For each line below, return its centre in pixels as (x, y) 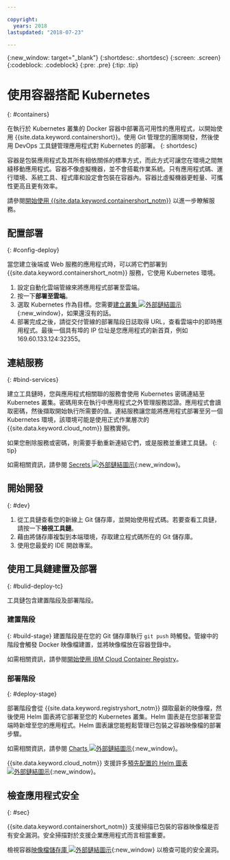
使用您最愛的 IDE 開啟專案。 (56, 545)
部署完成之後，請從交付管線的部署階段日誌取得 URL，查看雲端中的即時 (117, 322)
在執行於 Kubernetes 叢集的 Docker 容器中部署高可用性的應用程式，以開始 (112, 128)
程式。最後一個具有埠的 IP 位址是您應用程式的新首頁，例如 (105, 330)
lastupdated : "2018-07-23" (46, 32)
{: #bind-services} (33, 379)
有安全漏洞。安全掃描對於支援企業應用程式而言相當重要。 (88, 835)
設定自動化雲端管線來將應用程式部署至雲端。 (80, 287)
